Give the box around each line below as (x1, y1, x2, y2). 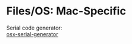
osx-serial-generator (6, 30, 59, 37)
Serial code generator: (6, 24, 63, 31)
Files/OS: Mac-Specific (6, 4, 127, 18)
